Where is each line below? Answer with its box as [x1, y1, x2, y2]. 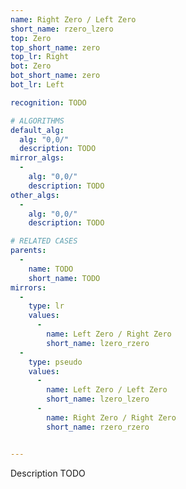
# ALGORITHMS [10, 116, 65, 126]
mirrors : [10, 282, 47, 293]
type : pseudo [28, 357, 83, 367]
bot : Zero [10, 61, 52, 71]
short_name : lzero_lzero [46, 394, 150, 405]
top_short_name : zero [10, 42, 101, 53]
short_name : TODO [28, 273, 101, 283]
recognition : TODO [10, 97, 87, 108]
